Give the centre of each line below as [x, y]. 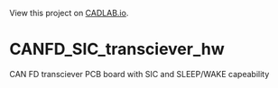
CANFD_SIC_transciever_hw [117, 49]
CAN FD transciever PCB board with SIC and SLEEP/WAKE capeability [139, 74]
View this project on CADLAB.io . [69, 13]
